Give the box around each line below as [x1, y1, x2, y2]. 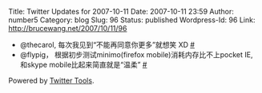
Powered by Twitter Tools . [8, 76, 95, 85]
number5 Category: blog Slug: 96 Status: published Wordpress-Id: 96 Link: [8, 15, 256, 25]
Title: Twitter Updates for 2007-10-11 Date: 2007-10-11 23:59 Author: [8, 7, 235, 16]
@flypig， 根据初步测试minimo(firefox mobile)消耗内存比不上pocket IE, [19, 50, 253, 59]
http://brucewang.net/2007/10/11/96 [8, 24, 127, 33]
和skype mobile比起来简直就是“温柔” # [19, 60, 147, 69]
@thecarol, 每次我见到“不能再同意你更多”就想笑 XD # [19, 40, 195, 49]
